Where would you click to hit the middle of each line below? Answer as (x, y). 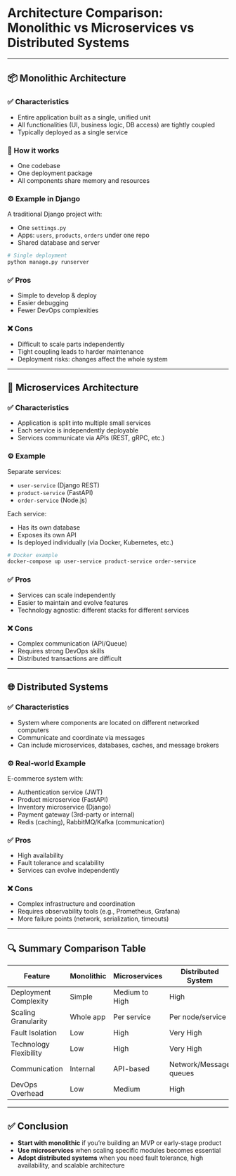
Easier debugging (43, 303)
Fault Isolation (34, 1033)
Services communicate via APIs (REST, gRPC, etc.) (91, 438)
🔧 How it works (33, 151)
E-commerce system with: (45, 778)
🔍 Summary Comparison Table (77, 948)
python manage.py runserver (48, 262)
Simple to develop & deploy (57, 295)
